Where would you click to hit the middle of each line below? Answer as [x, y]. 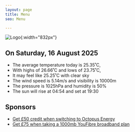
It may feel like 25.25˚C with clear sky [51, 75]
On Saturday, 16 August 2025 [52, 53]
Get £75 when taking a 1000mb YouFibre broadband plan [71, 124]
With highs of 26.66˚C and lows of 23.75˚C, [57, 70]
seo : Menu [15, 19]
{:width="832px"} [39, 37]
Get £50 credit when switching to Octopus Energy [64, 119]
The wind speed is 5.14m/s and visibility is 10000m [64, 81]
